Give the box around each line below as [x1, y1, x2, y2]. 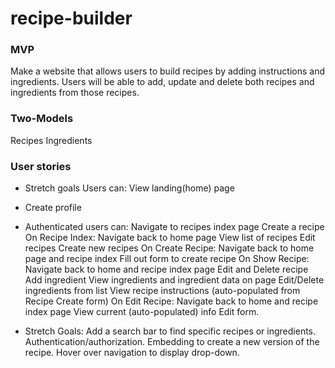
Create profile [24, 202, 82, 214]
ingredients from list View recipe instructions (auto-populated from [24, 285, 301, 297]
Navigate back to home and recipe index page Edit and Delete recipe [24, 263, 309, 276]
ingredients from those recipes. [10, 87, 140, 99]
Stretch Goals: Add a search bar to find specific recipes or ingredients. [24, 325, 317, 337]
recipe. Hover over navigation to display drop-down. [24, 347, 240, 359]
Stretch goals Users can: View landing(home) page [24, 182, 235, 194]
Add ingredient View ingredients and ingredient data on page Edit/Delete [24, 274, 325, 286]
